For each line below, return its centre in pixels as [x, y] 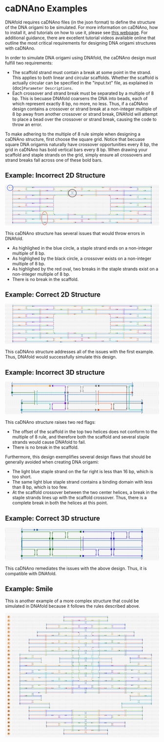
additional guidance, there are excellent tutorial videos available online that [80, 38]
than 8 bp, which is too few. [40, 487]
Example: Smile [29, 589]
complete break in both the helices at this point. [60, 503]
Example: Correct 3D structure [52, 518]
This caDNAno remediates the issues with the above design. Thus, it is [76, 568]
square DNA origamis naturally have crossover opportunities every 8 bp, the [82, 144]
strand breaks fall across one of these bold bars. [54, 160]
